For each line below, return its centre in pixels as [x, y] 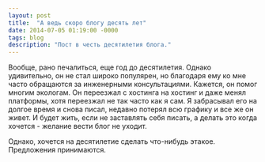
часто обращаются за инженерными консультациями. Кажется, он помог [133, 85]
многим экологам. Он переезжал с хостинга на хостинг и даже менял [127, 92]
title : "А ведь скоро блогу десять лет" [78, 23]
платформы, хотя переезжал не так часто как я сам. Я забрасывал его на [132, 101]
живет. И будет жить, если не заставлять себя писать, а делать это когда [133, 118]
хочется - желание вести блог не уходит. [78, 126]
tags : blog [26, 38]
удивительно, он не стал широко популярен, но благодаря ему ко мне [127, 76]
